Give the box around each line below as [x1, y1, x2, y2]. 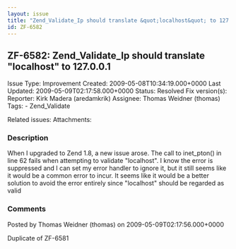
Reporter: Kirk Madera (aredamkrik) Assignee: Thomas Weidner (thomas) [7, 95, 220, 103]
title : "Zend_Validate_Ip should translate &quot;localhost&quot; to [7, 17, 217, 24]
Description [7, 133, 49, 143]
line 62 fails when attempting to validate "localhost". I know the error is [7, 157, 213, 165]
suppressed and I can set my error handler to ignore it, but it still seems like [7, 164, 227, 173]
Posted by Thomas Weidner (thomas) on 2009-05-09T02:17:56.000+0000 [7, 220, 225, 229]
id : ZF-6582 [7, 23, 42, 30]
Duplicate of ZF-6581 [7, 233, 69, 242]
